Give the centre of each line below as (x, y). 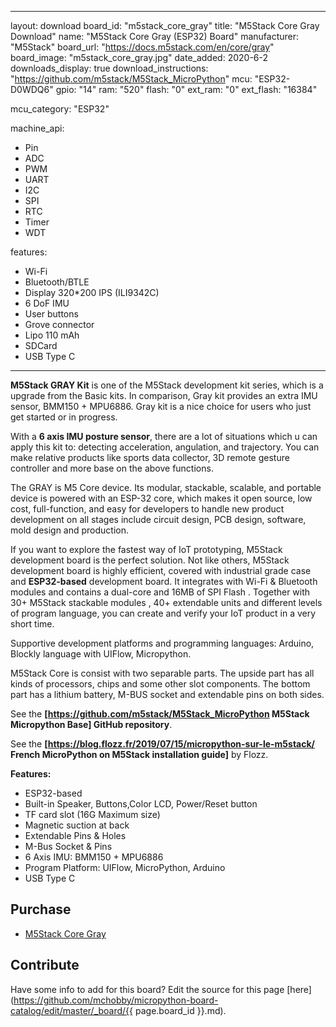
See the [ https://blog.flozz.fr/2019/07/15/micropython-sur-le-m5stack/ (163, 744)
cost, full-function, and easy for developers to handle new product (147, 509)
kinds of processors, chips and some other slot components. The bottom (160, 684)
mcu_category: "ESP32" (60, 109)
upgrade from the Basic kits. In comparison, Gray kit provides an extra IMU (164, 395)
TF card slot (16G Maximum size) (92, 814)
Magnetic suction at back (77, 825)
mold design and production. (70, 530)
